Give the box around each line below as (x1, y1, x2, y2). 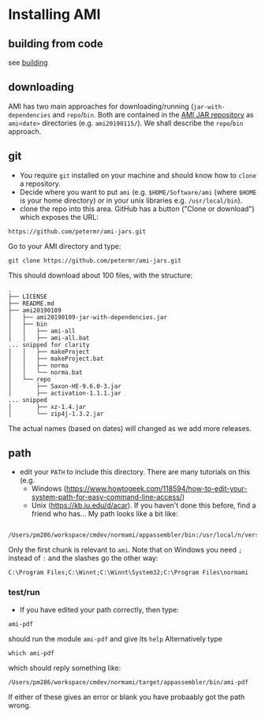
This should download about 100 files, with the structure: (8, 270, 193, 280)
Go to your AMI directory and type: (8, 241, 121, 251)
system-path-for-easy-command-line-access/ (31, 493, 183, 502)
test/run (8, 587, 41, 598)
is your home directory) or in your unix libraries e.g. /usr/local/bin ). (19, 195, 243, 205)
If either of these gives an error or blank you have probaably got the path (8, 692, 245, 701)
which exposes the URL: (19, 212, 99, 221)
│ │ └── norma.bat (8, 368, 83, 376)
